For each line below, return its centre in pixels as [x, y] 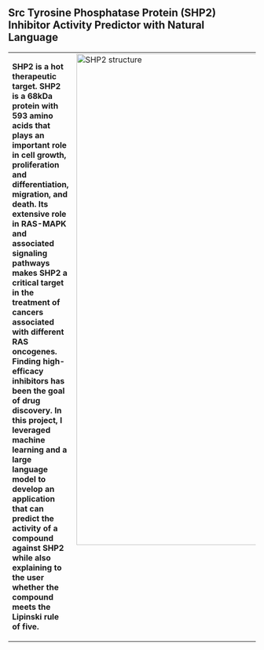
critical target [38, 282]
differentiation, [40, 184]
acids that [31, 125]
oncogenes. [35, 351]
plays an [28, 135]
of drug [26, 400]
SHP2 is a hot [38, 66]
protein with [35, 105]
